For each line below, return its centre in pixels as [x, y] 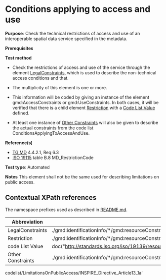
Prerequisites [19, 48]
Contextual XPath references [51, 197]
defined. [21, 113]
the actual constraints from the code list [53, 128]
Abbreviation [27, 222]
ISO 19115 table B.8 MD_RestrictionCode [53, 158]
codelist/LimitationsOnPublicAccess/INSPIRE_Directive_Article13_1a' [74, 273]
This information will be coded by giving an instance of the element [81, 97]
